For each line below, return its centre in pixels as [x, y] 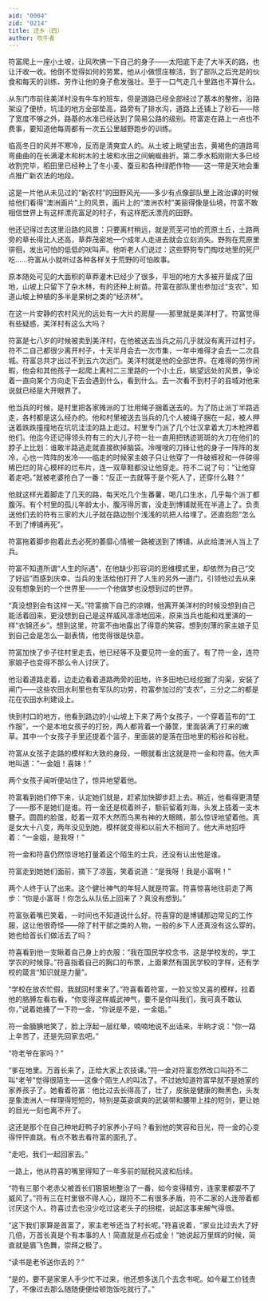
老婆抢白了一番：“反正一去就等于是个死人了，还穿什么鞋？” [147, 477]
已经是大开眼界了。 [53, 391]
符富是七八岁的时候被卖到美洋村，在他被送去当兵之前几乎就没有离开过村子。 [134, 341]
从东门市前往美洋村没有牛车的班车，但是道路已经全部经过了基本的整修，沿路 [134, 99]
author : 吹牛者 [32, 38]
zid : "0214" [28, 23]
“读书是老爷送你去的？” [47, 1262]
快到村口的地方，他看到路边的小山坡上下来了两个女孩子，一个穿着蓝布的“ [129, 716]
